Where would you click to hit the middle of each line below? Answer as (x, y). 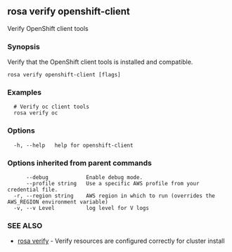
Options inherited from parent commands (80, 163)
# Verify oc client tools (52, 107)
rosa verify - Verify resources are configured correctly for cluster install (121, 241)
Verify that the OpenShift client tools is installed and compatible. (100, 62)
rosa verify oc (36, 113)
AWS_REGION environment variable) (58, 202)
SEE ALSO (25, 225)
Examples (25, 93)
